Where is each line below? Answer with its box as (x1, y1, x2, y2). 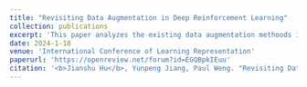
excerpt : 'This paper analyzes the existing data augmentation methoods (9, 30, 292, 39)
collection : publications (9, 22, 108, 31)
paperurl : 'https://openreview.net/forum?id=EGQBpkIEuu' (9, 55, 231, 64)
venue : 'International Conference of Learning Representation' (9, 47, 256, 56)
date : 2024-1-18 (9, 38, 71, 48)
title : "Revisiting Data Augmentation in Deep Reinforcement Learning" (9, 13, 288, 23)
